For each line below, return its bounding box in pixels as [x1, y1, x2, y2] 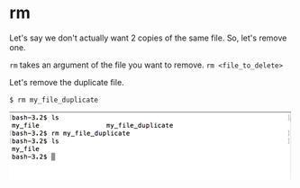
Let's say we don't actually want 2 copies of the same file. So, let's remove [9, 32, 287, 43]
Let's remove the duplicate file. [9, 76, 124, 87]
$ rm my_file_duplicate [9, 95, 99, 104]
